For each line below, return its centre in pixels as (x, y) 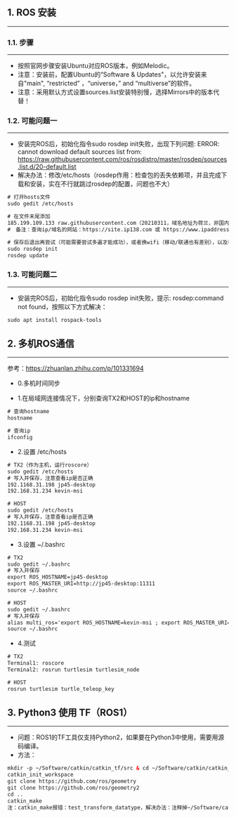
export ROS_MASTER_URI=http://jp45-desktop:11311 (81, 584)
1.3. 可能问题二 (32, 275)
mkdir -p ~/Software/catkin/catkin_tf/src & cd (78, 768)
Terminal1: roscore (36, 663)
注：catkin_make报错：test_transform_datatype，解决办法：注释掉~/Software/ (115, 807)
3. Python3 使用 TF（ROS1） (70, 713)
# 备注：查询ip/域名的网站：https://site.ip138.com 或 (84, 229)
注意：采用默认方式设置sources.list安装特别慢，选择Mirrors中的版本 (115, 92)
